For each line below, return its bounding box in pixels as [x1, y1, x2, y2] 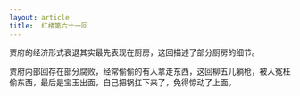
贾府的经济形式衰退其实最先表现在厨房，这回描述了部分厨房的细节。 [9, 46, 260, 58]
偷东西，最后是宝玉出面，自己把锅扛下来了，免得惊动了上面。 [9, 76, 237, 87]
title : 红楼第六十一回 [9, 21, 88, 30]
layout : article [9, 12, 70, 22]
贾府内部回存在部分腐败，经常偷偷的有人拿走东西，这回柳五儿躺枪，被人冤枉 [9, 66, 291, 76]
